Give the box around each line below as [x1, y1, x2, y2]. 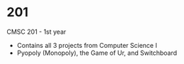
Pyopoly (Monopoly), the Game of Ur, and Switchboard [16, 49, 178, 57]
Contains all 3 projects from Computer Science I [16, 41, 157, 49]
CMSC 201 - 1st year [6, 27, 67, 36]
